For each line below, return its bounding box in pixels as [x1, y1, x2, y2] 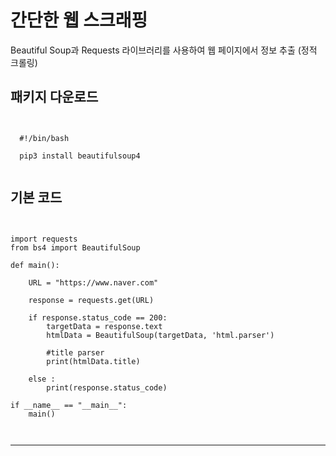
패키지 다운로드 [10, 89, 99, 106]
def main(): [10, 260, 60, 270]
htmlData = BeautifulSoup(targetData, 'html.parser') [46, 330, 275, 340]
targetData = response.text [46, 321, 163, 331]
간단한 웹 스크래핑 [10, 9, 148, 32]
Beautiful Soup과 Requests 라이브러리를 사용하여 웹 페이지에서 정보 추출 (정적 [10, 44, 318, 56]
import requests [10, 234, 78, 244]
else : [28, 374, 56, 384]
